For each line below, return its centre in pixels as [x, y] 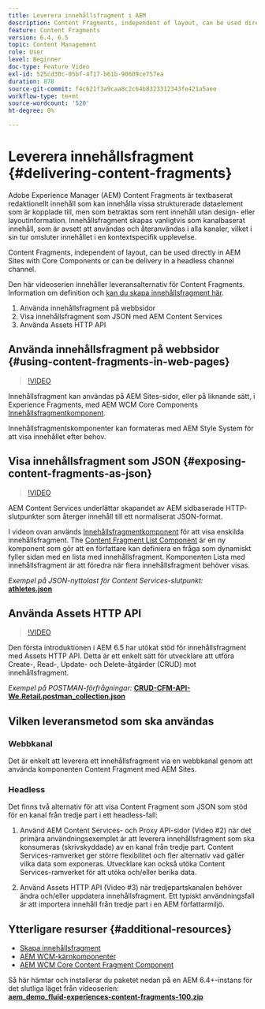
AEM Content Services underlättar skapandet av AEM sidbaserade [116, 508]
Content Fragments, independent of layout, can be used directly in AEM [125, 252]
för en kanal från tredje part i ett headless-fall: [83, 815]
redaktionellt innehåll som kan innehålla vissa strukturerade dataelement [125, 203]
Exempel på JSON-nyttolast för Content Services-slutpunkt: [106, 580]
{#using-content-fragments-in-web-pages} [119, 362]
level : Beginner [35, 60]
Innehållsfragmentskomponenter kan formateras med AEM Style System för [131, 428]
